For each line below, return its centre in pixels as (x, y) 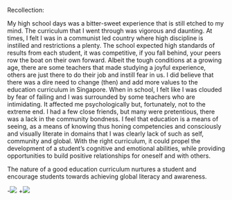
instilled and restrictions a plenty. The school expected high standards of (111, 45)
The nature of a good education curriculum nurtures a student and (102, 169)
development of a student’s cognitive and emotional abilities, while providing (116, 148)
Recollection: (26, 10)
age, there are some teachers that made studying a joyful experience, (107, 67)
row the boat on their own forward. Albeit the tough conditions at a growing (115, 60)
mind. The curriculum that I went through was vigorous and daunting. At (110, 31)
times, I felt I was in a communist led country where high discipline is (105, 38)
